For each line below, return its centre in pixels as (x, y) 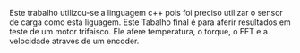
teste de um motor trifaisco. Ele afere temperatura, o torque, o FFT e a (139, 31)
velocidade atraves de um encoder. (74, 41)
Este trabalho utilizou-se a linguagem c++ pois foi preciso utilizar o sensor (146, 13)
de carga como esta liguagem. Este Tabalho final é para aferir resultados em (150, 22)
